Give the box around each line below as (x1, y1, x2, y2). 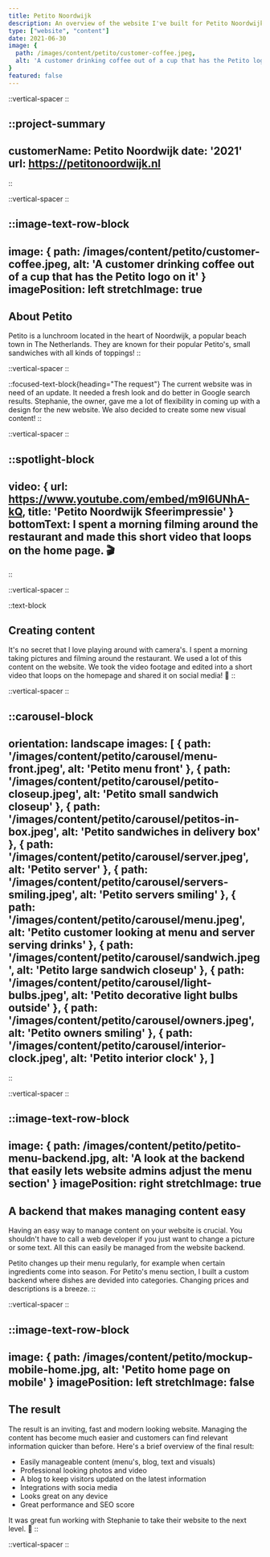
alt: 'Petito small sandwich (83, 787, 219, 801)
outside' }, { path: (8, 1002, 98, 1015)
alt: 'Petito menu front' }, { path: (67, 762, 231, 776)
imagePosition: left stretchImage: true (8, 283, 203, 296)
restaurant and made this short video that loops (8, 531, 252, 544)
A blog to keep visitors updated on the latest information (19, 1474, 207, 1484)
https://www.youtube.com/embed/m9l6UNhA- (8, 493, 251, 506)
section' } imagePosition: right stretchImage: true (8, 1177, 262, 1191)
